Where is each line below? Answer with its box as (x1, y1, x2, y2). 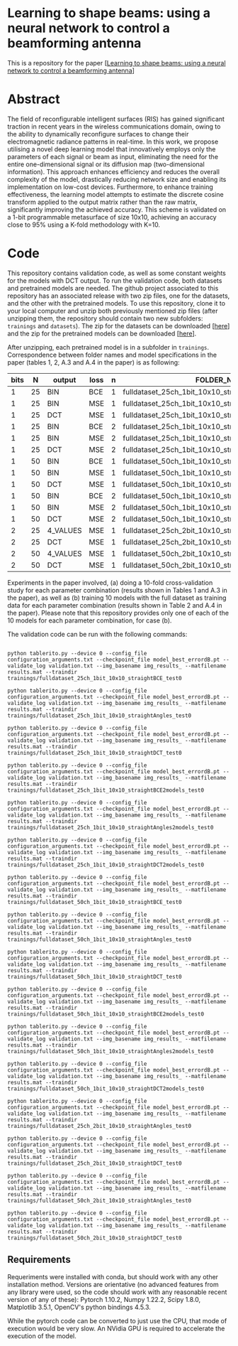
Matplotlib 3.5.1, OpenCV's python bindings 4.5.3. (7, 1303, 151, 1311)
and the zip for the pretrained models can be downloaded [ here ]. (7, 329, 197, 338)
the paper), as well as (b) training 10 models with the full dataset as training (7, 593, 227, 602)
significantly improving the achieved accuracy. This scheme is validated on (7, 205, 227, 214)
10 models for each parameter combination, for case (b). (7, 616, 172, 625)
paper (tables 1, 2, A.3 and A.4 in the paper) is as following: (7, 357, 180, 367)
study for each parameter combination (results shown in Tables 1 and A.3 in (7, 586, 228, 594)
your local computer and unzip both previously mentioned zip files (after (7, 306, 218, 315)
